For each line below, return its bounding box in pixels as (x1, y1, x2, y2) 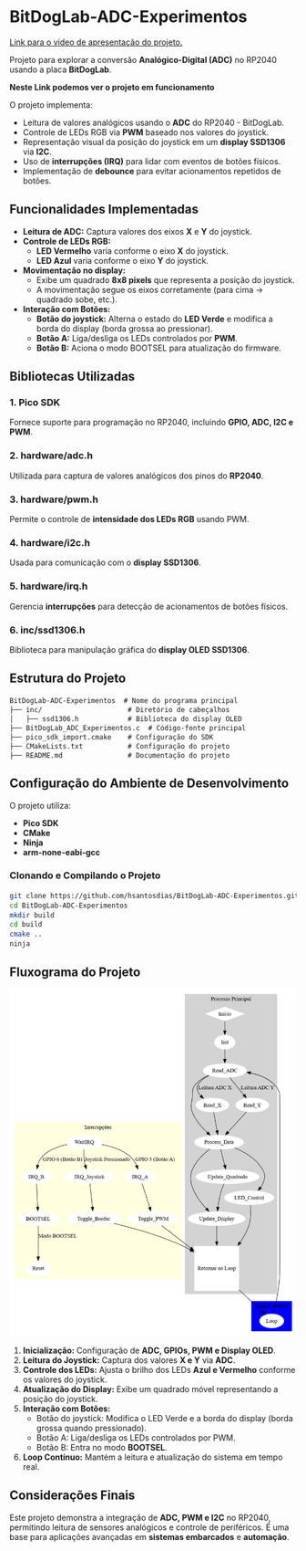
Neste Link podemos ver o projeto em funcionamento (9, 81, 215, 92)
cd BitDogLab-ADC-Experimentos (9, 901, 128, 910)
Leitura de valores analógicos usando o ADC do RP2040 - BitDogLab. (22, 117, 285, 128)
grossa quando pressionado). (36, 1422, 148, 1434)
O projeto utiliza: (9, 800, 71, 811)
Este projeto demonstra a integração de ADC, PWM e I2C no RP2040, (9, 1512, 271, 1523)
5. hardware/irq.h (9, 580, 88, 592)
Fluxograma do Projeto (9, 965, 141, 980)
